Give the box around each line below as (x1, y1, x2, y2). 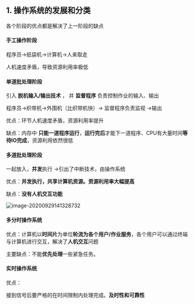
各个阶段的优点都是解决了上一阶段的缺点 (6, 22, 104, 29)
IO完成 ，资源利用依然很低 (11, 137, 73, 144)
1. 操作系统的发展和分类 (6, 5, 91, 16)
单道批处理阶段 (6, 78, 42, 85)
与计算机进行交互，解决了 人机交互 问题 (6, 238, 98, 245)
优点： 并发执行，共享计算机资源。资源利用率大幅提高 (6, 178, 135, 185)
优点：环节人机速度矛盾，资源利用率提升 (6, 117, 104, 124)
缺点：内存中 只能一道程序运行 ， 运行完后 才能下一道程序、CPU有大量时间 (6, 130, 183, 137)
